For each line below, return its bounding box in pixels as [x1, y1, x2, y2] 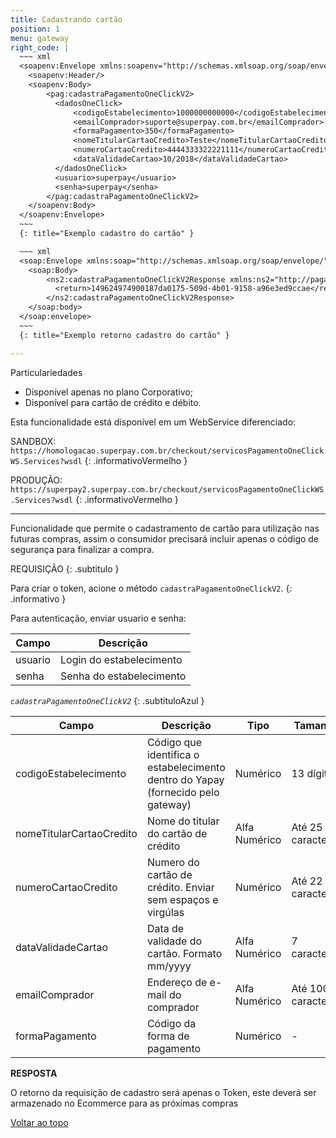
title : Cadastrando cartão [10, 14, 123, 25]
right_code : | [10, 42, 70, 53]
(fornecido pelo [146, 785, 220, 799]
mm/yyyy [146, 959, 192, 973]
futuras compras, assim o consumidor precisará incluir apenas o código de [10, 532, 320, 545]
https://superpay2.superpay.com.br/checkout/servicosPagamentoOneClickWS [10, 484, 325, 495]
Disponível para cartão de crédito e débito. [24, 396, 202, 408]
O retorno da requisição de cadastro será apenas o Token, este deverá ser [10, 1086, 317, 1098]
